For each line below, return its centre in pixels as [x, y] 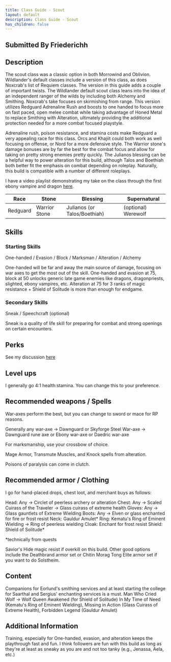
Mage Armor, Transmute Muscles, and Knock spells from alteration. [76, 454]
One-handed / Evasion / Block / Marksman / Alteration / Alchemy [73, 258]
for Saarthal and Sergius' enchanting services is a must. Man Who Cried [81, 594]
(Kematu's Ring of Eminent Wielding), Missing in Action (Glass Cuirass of [81, 604]
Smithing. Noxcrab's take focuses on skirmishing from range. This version [83, 101]
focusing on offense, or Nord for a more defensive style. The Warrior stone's [85, 144]
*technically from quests [31, 539]
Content [19, 576]
